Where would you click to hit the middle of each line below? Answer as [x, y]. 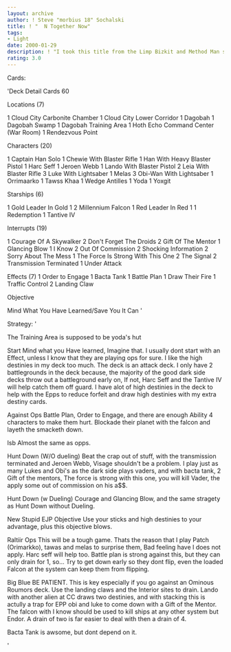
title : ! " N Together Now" [49, 26]
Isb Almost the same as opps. [49, 442]
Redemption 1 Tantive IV [41, 214]
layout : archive [30, 13]
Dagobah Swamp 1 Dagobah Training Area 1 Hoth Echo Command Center [111, 125]
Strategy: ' [22, 324]
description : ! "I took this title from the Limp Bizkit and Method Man [113, 52]
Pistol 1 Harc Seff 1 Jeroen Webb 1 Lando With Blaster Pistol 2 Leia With [108, 166]
